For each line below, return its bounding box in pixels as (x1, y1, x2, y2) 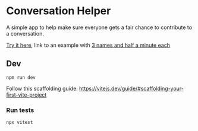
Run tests (6, 106, 34, 114)
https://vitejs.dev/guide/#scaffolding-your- (79, 85, 184, 92)
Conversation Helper (6, 4, 111, 18)
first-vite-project (6, 91, 47, 98)
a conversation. (6, 30, 45, 37)
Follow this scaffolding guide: (6, 85, 78, 92)
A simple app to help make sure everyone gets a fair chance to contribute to (6, 24, 192, 31)
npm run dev (6, 74, 36, 81)
